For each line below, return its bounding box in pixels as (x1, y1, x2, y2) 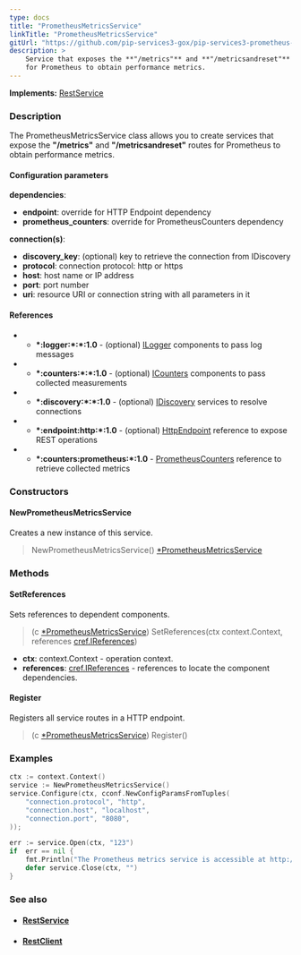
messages (35, 348, 74, 359)
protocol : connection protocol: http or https (21, 260, 184, 271)
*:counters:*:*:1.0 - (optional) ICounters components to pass (35, 368, 266, 379)
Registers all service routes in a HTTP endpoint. (9, 712, 185, 723)
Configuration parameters (9, 169, 109, 180)
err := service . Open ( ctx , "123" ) (9, 839, 134, 848)
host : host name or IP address (21, 270, 134, 281)
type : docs (9, 13, 50, 22)
